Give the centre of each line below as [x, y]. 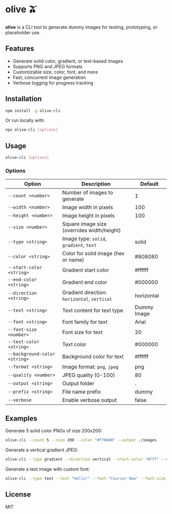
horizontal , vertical [87, 299]
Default [149, 184]
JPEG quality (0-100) [89, 375]
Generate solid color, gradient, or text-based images [68, 61]
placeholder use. [23, 32]
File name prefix [82, 392]
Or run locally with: [25, 120]
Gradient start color [85, 270]
